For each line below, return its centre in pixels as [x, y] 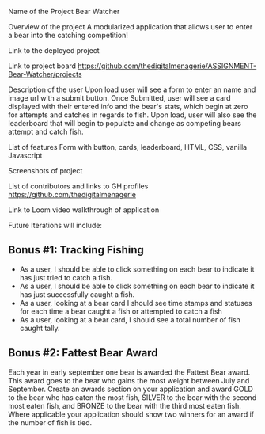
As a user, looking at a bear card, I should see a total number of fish [130, 319]
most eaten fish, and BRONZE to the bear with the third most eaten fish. [125, 405]
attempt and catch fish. [46, 131]
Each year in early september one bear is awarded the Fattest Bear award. [129, 372]
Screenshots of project [45, 171]
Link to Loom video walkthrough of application [84, 210]
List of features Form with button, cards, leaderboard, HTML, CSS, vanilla [128, 147]
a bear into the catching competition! [68, 35]
